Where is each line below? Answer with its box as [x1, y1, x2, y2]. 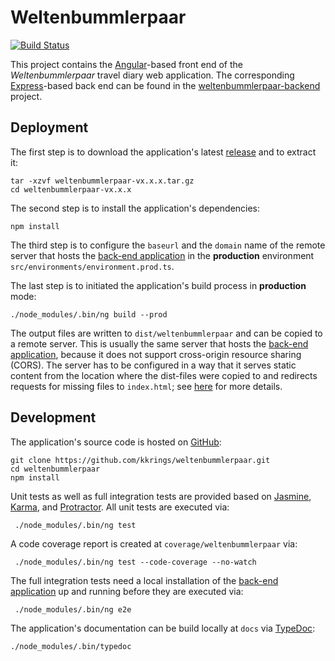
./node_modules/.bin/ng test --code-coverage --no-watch [14, 557, 257, 567]
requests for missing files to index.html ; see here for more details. [10, 380, 283, 392]
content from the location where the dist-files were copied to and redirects [10, 369, 318, 381]
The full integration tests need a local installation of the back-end [10, 574, 279, 586]
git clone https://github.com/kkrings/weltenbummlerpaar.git [10, 455, 271, 465]
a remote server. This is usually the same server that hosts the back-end [10, 337, 309, 350]
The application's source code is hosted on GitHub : [10, 436, 222, 448]
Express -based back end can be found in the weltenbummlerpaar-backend [10, 79, 321, 91]
